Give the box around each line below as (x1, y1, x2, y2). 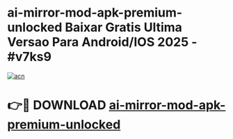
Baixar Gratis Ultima (65, 19, 183, 35)
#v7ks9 (7, 49, 52, 65)
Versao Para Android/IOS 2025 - (7, 35, 198, 50)
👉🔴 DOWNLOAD (7, 98, 106, 113)
